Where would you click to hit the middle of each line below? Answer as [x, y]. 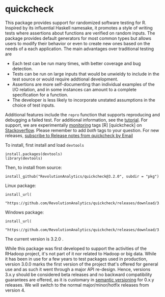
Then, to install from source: [34, 167]
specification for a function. [40, 95]
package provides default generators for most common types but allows [78, 38]
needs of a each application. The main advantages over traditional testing [80, 49]
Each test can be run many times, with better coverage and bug [76, 63]
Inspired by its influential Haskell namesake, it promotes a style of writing [79, 27]
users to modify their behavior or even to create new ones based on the [78, 43]
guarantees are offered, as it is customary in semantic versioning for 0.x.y [80, 280]
